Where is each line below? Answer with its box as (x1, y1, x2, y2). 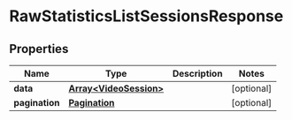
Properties (9, 41, 69, 56)
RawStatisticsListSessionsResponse (9, 6, 284, 26)
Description (172, 68, 223, 79)
